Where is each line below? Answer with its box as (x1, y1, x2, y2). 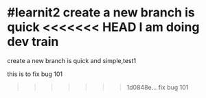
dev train (7, 34, 59, 49)
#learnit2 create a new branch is (7, 5, 196, 21)
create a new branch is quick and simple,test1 (7, 56, 136, 64)
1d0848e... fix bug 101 (126, 83, 189, 91)
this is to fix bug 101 (7, 70, 63, 78)
